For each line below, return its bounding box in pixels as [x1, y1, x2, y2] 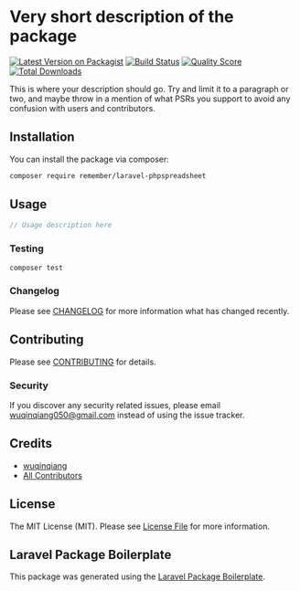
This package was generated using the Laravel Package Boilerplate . [9, 571, 266, 582]
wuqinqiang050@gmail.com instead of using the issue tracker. [9, 409, 245, 420]
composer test [9, 263, 64, 272]
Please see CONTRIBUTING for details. [9, 356, 157, 367]
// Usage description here [9, 221, 112, 230]
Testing [9, 242, 44, 255]
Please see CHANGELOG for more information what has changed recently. [9, 305, 290, 316]
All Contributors [22, 470, 82, 480]
